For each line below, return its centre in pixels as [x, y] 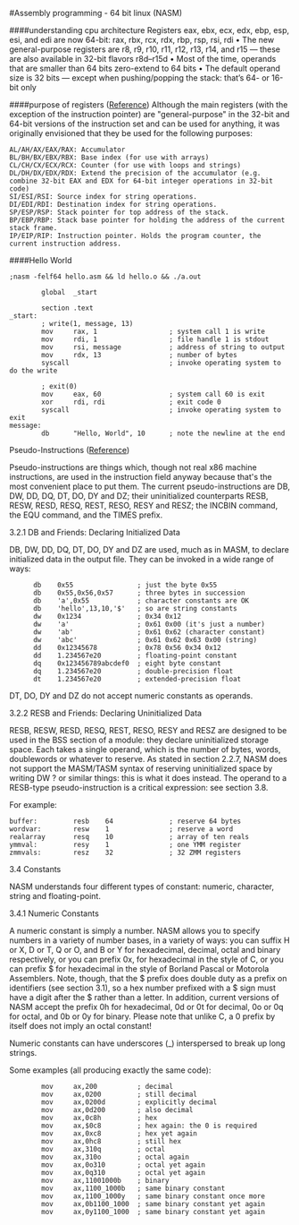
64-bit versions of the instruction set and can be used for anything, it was [145, 124]
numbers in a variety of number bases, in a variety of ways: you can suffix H [149, 940]
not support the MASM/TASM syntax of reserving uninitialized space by [141, 768]
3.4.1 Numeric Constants [54, 913]
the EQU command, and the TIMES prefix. [86, 515]
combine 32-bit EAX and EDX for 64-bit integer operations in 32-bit [141, 181]
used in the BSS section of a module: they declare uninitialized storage [139, 740]
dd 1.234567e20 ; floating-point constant [135, 655]
